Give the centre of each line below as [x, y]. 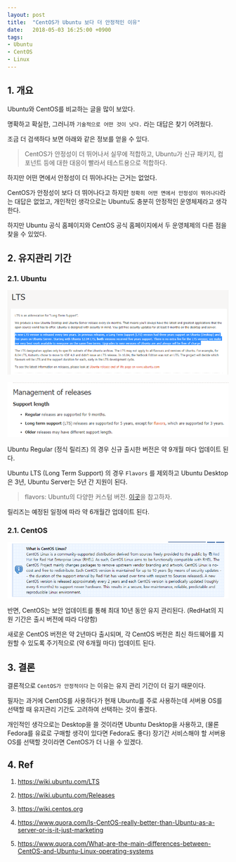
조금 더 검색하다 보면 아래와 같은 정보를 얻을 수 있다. [78, 139]
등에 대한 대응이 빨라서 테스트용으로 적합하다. [105, 163]
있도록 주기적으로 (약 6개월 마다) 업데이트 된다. [92, 643]
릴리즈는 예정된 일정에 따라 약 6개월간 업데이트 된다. [78, 511]
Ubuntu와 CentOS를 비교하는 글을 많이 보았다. [71, 108]
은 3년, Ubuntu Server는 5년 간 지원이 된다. [67, 482]
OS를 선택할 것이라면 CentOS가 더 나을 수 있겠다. [75, 742]
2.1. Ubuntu [27, 279]
